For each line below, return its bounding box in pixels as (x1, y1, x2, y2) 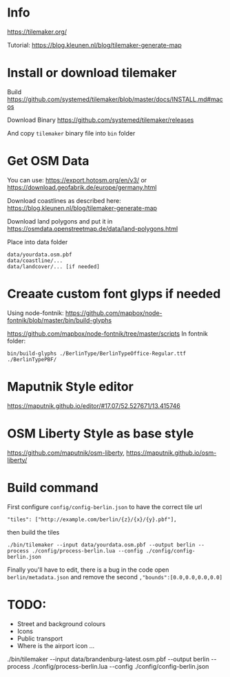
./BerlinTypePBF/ (7, 356, 57, 363)
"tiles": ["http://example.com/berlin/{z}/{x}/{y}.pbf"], (7, 516, 177, 523)
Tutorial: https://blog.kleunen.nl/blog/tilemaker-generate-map (7, 41, 182, 49)
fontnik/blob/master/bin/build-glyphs (7, 316, 112, 324)
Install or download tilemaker (7, 65, 177, 80)
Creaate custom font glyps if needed (7, 286, 221, 301)
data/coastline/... (7, 257, 63, 264)
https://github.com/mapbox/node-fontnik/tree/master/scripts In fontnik (7, 329, 209, 338)
